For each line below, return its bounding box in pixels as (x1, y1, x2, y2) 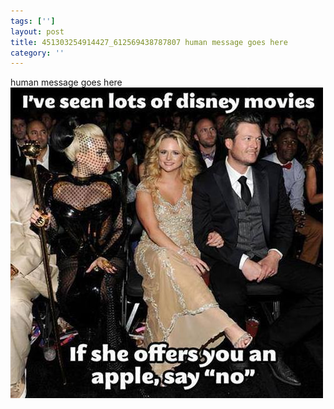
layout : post (10, 26, 65, 37)
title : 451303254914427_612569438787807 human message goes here (10, 37, 288, 47)
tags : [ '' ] (10, 16, 56, 26)
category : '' (10, 48, 65, 58)
